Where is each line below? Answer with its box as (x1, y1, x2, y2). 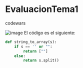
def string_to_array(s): (5, 39, 57, 44)
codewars (5, 20, 26, 26)
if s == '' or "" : (14, 44, 52, 49)
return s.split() (23, 58, 59, 63)
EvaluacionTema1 (5, 3, 78, 15)
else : (14, 53, 26, 58)
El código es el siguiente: (24, 29, 76, 35)
